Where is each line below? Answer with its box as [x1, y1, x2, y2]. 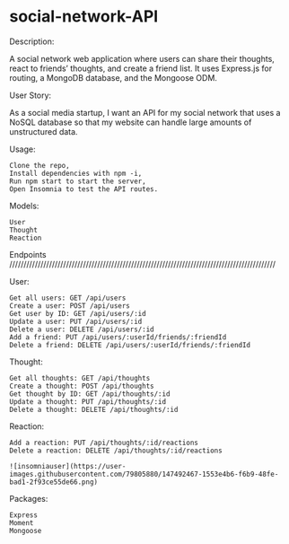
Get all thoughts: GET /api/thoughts [9, 373, 151, 382]
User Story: [9, 90, 52, 101]
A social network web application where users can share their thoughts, [9, 53, 276, 64]
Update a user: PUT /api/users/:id [9, 317, 143, 326]
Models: [9, 200, 39, 211]
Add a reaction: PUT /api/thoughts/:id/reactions [9, 438, 199, 447]
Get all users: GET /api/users [9, 294, 127, 303]
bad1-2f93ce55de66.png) [9, 478, 99, 487]
